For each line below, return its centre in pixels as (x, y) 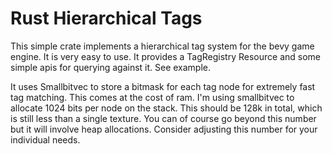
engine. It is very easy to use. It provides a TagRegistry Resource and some (166, 56)
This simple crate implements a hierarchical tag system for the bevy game (162, 46)
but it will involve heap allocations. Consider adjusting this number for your (164, 129)
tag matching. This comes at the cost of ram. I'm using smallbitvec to (152, 97)
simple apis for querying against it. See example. (111, 67)
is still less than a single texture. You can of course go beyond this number (163, 118)
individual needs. (45, 139)
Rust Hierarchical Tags (106, 18)
